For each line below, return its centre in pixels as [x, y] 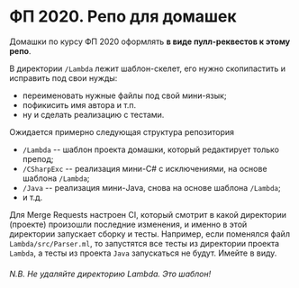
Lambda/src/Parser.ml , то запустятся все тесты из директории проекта [145, 243]
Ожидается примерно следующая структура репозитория [122, 131]
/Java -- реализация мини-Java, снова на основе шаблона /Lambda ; [151, 187]
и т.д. [32, 197]
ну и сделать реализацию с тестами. [93, 114]
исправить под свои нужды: [63, 77]
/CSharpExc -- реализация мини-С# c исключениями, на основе [145, 168]
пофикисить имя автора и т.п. [79, 104]
